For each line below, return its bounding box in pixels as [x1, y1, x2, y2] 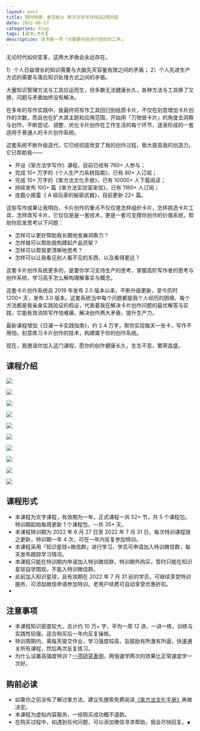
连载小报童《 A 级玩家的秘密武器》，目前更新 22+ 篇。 [14, 191, 147, 199]
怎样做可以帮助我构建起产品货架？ [14, 239, 99, 246]
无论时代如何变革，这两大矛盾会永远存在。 [6, 54, 111, 60]
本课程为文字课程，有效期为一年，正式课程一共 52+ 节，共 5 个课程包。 [14, 513, 190, 521]
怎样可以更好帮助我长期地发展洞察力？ [14, 232, 109, 238]
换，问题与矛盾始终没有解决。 [6, 94, 79, 101]
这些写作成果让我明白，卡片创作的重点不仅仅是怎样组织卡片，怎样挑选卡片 [6, 204, 189, 211]
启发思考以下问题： [16, 219, 64, 226]
